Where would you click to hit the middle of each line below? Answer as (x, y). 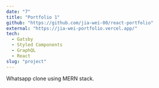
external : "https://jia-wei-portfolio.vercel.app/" (72, 28)
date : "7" (19, 12)
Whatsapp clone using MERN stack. (50, 78)
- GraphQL (24, 51)
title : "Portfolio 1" (33, 17)
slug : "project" (26, 61)
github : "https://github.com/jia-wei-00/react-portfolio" (80, 23)
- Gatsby (22, 39)
